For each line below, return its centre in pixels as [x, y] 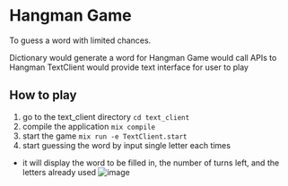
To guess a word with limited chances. [80, 40]
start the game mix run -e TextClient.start [105, 136]
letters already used [59, 172]
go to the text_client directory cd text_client [106, 116]
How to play [43, 95]
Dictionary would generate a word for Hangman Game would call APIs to [143, 57]
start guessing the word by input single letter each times [127, 145]
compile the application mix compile [88, 126]
